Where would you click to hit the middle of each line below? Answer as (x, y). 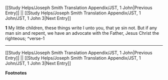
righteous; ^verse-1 (25, 38)
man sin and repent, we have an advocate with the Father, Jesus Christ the (82, 33)
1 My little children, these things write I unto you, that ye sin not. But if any (81, 28)
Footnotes (16, 73)
